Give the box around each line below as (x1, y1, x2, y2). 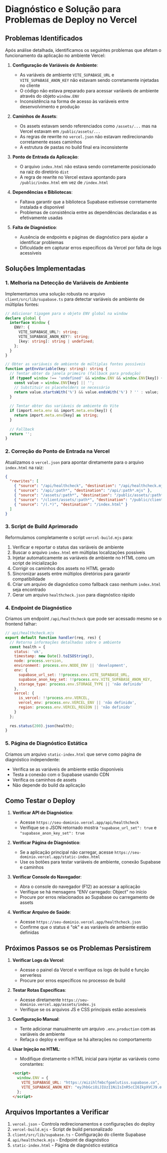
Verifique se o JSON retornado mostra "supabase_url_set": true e (19, 825, 157, 831)
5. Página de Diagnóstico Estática (5, 740, 88, 747)
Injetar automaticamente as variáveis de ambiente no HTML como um (12, 555, 155, 561)
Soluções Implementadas (5, 265, 86, 273)
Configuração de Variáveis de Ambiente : (12, 62, 98, 68)
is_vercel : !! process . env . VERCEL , (18, 695, 90, 701)
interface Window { (9, 320, 50, 325)
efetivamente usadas (19, 215, 63, 221)
